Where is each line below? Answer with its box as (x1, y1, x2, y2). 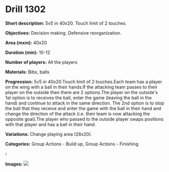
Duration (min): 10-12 (5, 49, 50, 55)
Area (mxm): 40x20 (5, 39, 47, 46)
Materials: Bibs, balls (5, 69, 49, 75)
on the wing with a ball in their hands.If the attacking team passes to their (5, 84, 158, 90)
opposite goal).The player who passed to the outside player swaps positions (5, 116, 164, 122)
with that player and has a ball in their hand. (5, 121, 96, 127)
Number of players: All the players (5, 59, 78, 65)
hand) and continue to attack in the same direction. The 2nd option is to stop (5, 100, 164, 106)
